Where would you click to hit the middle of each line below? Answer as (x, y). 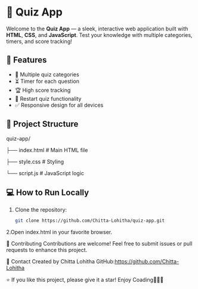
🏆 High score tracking (43, 90)
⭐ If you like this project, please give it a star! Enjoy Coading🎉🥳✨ (85, 280)
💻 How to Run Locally (48, 192)
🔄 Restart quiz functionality (48, 98)
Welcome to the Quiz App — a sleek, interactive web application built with (97, 29)
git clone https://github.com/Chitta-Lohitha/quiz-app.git (90, 221)
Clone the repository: (41, 210)
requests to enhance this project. (47, 250)
